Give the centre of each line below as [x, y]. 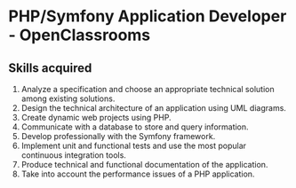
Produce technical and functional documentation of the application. [144, 164]
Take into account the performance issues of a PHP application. [138, 174]
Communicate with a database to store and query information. [135, 127]
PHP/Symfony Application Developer [148, 16]
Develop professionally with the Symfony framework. [118, 136]
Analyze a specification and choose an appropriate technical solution [148, 89]
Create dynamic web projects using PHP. [96, 117]
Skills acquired [50, 68]
